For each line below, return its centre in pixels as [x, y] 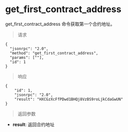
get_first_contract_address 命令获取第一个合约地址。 [60, 24]
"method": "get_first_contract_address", [54, 53]
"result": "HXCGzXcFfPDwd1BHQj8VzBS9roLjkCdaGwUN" [69, 99]
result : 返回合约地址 [33, 124]
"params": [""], [27, 57]
